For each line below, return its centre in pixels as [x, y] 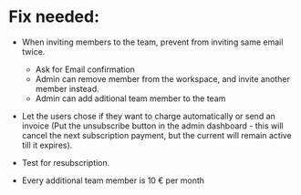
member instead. [67, 88]
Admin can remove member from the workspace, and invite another [163, 78]
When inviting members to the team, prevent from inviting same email [152, 42]
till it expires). [47, 145]
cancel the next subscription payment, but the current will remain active [157, 135]
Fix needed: [54, 17]
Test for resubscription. [66, 162]
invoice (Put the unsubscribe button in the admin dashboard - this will [152, 126]
